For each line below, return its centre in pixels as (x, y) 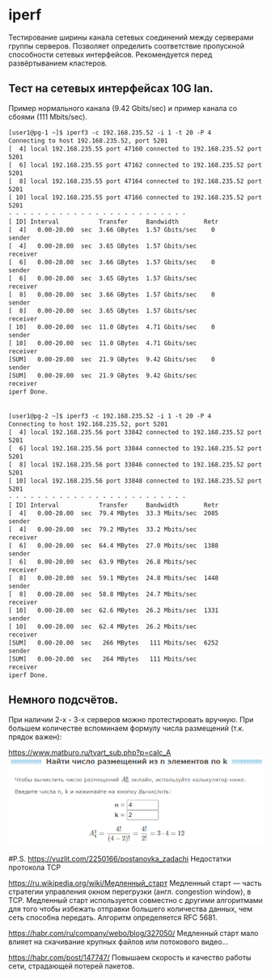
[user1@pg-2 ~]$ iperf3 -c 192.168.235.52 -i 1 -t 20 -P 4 (110, 416)
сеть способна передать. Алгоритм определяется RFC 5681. (113, 917)
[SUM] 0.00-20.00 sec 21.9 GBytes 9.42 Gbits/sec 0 (112, 359)
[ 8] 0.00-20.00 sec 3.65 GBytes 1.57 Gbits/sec (103, 311)
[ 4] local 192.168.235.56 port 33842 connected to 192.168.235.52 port (135, 432)
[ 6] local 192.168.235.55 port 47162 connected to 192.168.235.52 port (135, 165)
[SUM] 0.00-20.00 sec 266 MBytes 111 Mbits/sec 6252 (114, 643)
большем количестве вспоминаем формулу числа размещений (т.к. (127, 728)
